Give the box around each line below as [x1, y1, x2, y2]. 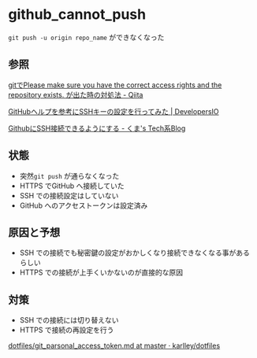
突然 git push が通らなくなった [19, 171, 120, 180]
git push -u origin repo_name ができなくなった [8, 32, 165, 42]
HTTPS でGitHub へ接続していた [19, 181, 125, 190]
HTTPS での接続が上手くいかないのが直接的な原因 [19, 268, 184, 277]
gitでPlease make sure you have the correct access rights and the [8, 80, 222, 90]
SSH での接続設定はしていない [19, 190, 119, 200]
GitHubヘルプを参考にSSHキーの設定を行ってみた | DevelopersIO [8, 106, 219, 116]
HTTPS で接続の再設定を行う [19, 325, 114, 335]
